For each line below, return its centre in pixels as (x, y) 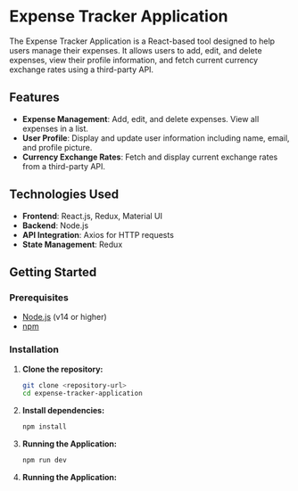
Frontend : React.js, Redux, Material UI (92, 216)
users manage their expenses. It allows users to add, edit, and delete (136, 50)
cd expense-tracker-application (82, 394)
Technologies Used (64, 195)
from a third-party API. (63, 166)
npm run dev (44, 461)
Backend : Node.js (55, 225)
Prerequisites (39, 298)
